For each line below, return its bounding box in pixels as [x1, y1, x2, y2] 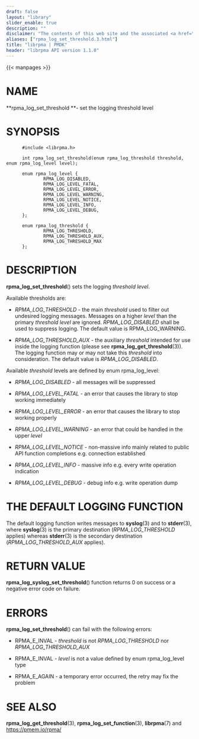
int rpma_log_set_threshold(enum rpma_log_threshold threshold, [21, 155, 184, 161]
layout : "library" [6, 14, 52, 20]
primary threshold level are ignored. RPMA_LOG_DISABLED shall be [14, 319, 179, 326]
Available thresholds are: [6, 294, 66, 301]
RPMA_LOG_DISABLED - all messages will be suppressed [14, 378, 156, 385]
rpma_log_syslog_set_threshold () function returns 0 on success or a [6, 579, 176, 586]
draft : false [6, 8, 38, 15]
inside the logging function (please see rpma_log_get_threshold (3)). [14, 342, 183, 350]
